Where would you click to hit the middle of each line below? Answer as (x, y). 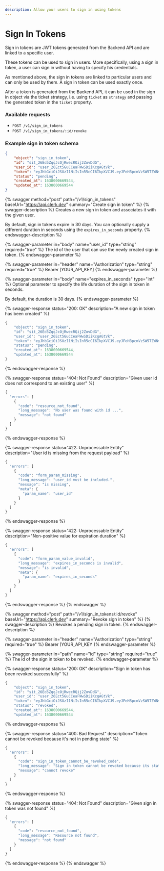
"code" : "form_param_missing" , (50, 475)
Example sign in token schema (42, 143)
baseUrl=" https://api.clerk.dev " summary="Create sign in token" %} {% (77, 205)
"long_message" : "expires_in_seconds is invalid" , (71, 563)
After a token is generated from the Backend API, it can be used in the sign (80, 92)
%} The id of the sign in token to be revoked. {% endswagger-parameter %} (82, 659)
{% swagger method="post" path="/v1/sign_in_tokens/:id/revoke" (71, 614)
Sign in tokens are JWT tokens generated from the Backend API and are (77, 48)
